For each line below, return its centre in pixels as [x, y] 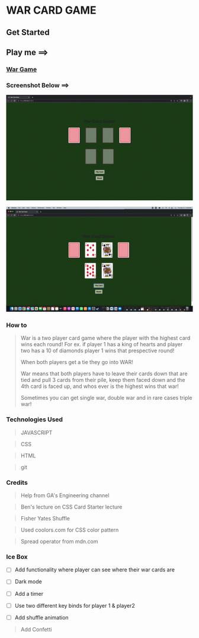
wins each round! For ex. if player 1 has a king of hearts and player [102, 345]
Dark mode [28, 582]
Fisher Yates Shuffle [45, 519]
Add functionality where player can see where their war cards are [94, 570]
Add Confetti [36, 629]
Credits [17, 482]
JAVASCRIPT [36, 432]
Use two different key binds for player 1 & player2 [75, 605]
